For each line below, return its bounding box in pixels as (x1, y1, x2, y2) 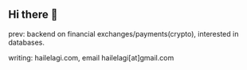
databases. (8, 37, 45, 47)
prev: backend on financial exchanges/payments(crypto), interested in (8, 29, 239, 38)
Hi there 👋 (8, 8, 58, 21)
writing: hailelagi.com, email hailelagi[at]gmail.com (8, 52, 174, 62)
